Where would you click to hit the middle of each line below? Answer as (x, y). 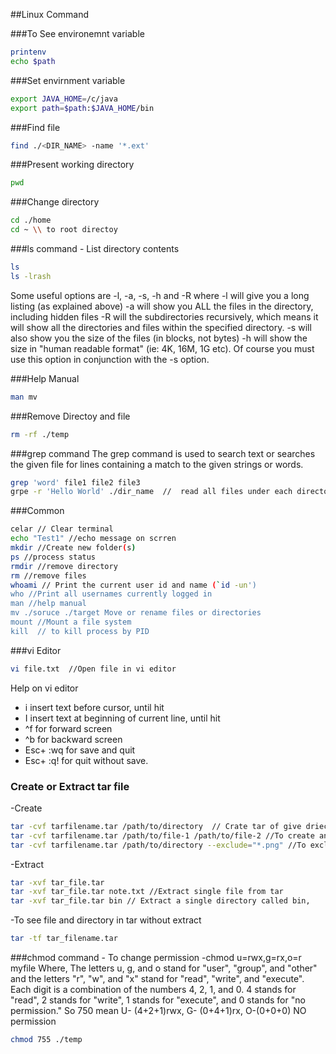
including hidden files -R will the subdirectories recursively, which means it (164, 316)
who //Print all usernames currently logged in (111, 594)
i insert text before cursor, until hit (94, 707)
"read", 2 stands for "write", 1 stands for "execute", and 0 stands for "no (158, 1000)
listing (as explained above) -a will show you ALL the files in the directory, (162, 306)
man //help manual (48, 604)
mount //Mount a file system (71, 622)
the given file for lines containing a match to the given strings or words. (157, 464)
